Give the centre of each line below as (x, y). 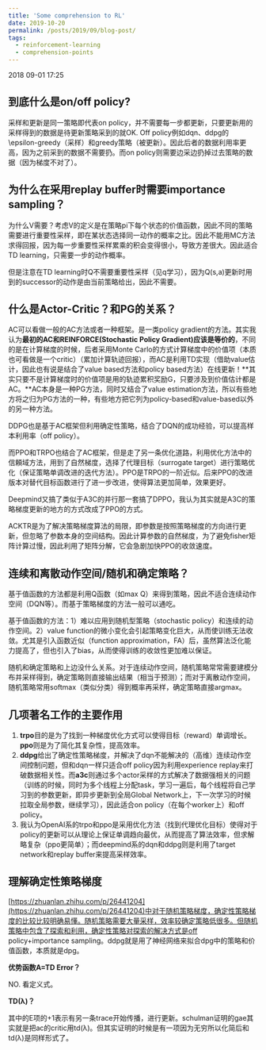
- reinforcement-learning (58, 45)
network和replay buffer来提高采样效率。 (85, 855)
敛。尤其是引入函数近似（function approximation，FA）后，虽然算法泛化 (126, 640)
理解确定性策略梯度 (55, 882)
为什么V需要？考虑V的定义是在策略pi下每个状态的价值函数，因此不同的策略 (131, 225)
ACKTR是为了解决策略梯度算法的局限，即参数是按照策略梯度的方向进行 (124, 526)
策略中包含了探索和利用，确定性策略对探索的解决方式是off (103, 930)
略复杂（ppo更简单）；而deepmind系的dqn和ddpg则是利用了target (127, 844)
